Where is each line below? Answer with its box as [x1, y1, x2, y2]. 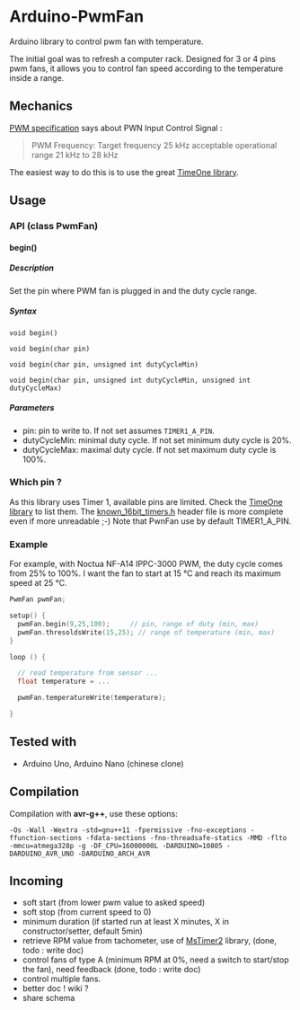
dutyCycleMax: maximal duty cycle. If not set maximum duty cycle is [22, 444, 277, 455]
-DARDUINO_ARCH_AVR [77, 849, 151, 858]
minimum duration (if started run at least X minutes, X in [22, 917, 229, 927]
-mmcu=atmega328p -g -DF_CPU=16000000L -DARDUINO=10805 [9, 841, 223, 850]
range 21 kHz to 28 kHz [31, 149, 119, 160]
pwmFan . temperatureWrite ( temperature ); [17, 694, 167, 703]
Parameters [9, 403, 55, 413]
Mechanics [9, 99, 74, 114]
